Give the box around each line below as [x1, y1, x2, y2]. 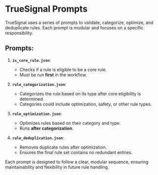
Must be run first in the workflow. [19, 72, 87, 78]
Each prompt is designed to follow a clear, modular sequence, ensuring [5, 159, 149, 165]
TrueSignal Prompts [5, 3, 88, 15]
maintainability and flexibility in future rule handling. [5, 164, 109, 170]
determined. [19, 96, 45, 102]
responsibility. [5, 30, 33, 36]
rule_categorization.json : [12, 81, 67, 87]
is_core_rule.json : [12, 57, 51, 63]
